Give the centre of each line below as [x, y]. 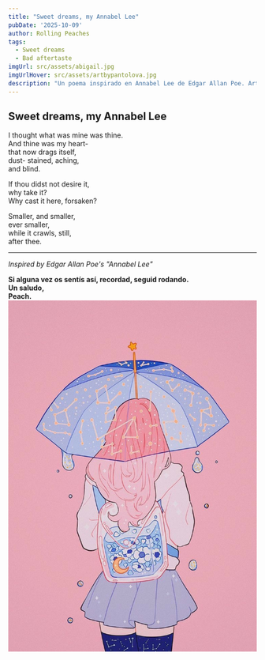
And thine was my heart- [49, 144]
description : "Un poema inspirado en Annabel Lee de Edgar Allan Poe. [127, 83]
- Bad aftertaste [44, 58]
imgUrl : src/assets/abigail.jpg [61, 67]
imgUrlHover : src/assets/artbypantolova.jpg [82, 75]
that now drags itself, [42, 152]
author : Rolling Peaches [49, 33]
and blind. [24, 169]
